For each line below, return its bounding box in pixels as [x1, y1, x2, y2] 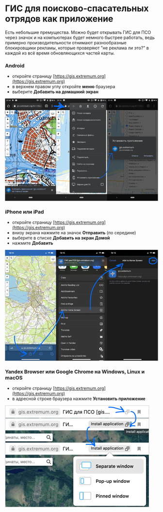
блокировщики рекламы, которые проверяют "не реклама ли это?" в [5, 45, 149, 51]
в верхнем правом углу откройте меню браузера [12, 84, 115, 90]
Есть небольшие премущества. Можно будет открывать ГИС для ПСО [5, 29, 151, 35]
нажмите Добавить [12, 240, 53, 246]
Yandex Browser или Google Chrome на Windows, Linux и [5, 368, 145, 375]
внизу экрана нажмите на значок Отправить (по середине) [12, 230, 136, 236]
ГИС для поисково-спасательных [5, 3, 149, 14]
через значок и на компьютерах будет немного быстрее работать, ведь [5, 35, 155, 40]
